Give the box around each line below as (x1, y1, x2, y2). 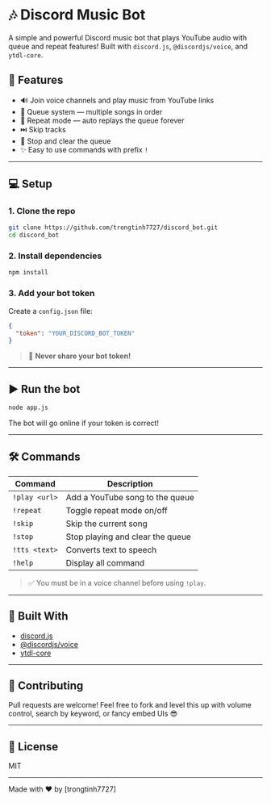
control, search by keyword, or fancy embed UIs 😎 (8, 708, 178, 719)
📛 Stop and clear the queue (19, 136, 111, 146)
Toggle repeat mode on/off (65, 504, 168, 516)
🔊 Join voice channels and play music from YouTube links (19, 95, 215, 105)
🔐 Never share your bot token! (27, 351, 131, 361)
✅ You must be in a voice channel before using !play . (27, 578, 206, 587)
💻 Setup (8, 178, 52, 191)
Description (107, 478, 153, 489)
